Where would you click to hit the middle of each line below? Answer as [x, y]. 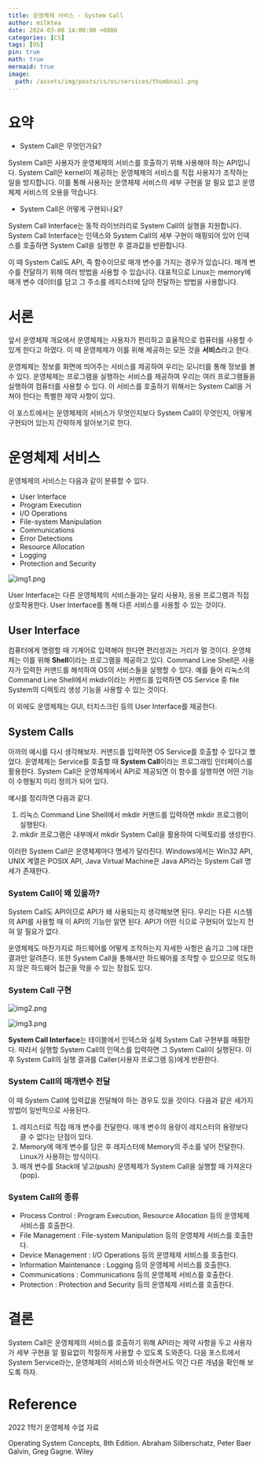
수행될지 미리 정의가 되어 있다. [62, 781]
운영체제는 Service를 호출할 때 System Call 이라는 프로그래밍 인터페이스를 [139, 761]
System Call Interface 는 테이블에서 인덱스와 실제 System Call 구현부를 [119, 1039]
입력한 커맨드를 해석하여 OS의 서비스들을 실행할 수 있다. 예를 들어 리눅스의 [136, 670]
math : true [26, 60]
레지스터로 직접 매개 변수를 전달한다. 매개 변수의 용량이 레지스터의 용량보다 [134, 1127]
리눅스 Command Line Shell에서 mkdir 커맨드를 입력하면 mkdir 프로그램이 [134, 814]
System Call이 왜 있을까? [54, 893]
